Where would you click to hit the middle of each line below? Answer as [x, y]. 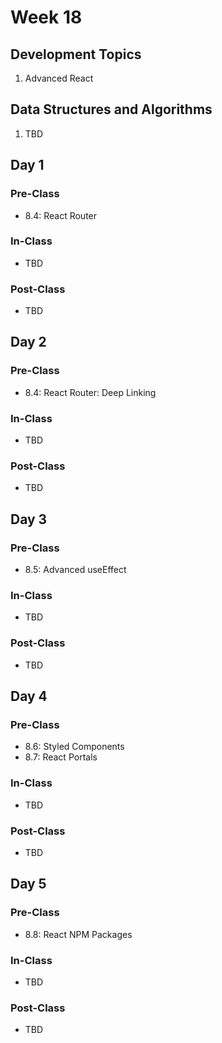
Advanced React [59, 78]
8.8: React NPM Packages [78, 934]
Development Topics [76, 54]
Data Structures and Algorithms [111, 109]
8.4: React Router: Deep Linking [90, 392]
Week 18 [46, 17]
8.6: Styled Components [74, 747]
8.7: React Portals [61, 757]
